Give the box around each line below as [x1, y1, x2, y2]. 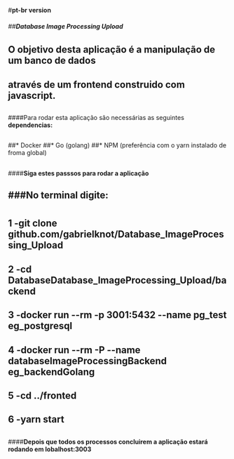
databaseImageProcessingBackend [8, 354, 167, 367]
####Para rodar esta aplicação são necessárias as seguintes [8, 113, 185, 121]
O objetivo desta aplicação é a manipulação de [8, 44, 216, 55]
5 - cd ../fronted [8, 390, 77, 401]
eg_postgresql [8, 320, 73, 332]
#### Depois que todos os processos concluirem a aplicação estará [8, 437, 209, 446]
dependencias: [8, 121, 53, 129]
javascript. [8, 89, 56, 101]
